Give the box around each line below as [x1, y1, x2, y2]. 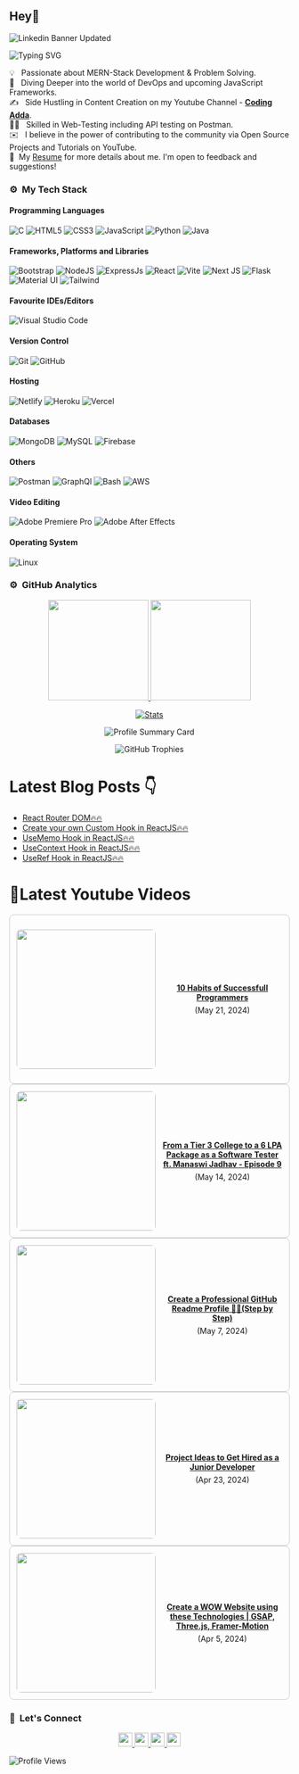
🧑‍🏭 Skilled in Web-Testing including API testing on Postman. [9, 119, 234, 129]
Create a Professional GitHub [167, 1293, 278, 1304]
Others [9, 456, 36, 467]
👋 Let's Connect [9, 1712, 82, 1724]
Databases [9, 416, 51, 427]
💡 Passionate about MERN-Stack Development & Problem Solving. [9, 67, 256, 78]
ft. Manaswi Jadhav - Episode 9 [163, 1158, 282, 1169]
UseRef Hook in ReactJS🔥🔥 [21, 852, 125, 863]
